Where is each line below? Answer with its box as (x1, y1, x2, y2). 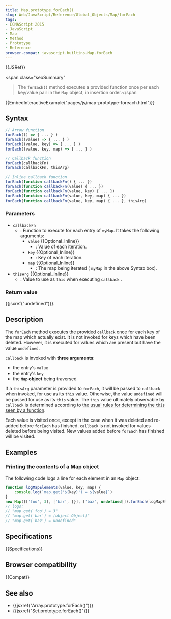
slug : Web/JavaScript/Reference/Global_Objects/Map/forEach (5, 12, 136, 17)
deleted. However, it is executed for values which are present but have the (5, 339, 161, 345)
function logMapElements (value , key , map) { (5, 485, 101, 490)
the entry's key (12, 370, 44, 376)
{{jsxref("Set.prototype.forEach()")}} (12, 608, 90, 614)
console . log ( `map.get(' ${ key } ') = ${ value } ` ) (14, 489, 113, 495)
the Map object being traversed (12, 376, 77, 382)
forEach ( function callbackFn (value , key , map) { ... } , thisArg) (5, 198, 147, 203)
